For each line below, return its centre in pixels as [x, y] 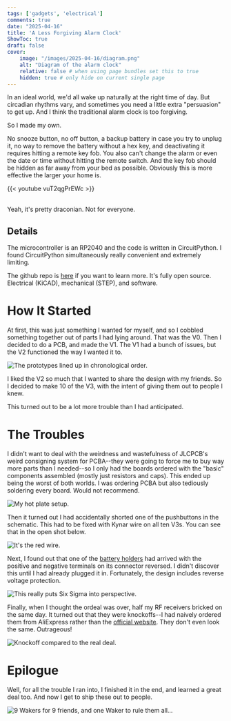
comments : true [29, 20]
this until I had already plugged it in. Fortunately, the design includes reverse [115, 573]
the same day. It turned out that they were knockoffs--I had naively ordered [114, 615]
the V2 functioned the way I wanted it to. [65, 352]
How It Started [49, 311]
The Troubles [46, 435]
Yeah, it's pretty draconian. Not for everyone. [71, 209]
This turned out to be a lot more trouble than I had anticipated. [96, 407]
